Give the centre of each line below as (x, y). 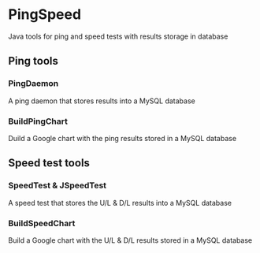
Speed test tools (49, 163)
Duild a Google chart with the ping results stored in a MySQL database (123, 138)
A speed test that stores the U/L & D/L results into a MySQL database (120, 203)
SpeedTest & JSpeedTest (58, 185)
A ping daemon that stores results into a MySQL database (102, 101)
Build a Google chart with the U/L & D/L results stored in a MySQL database (130, 240)
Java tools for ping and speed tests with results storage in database (118, 36)
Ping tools (33, 61)
